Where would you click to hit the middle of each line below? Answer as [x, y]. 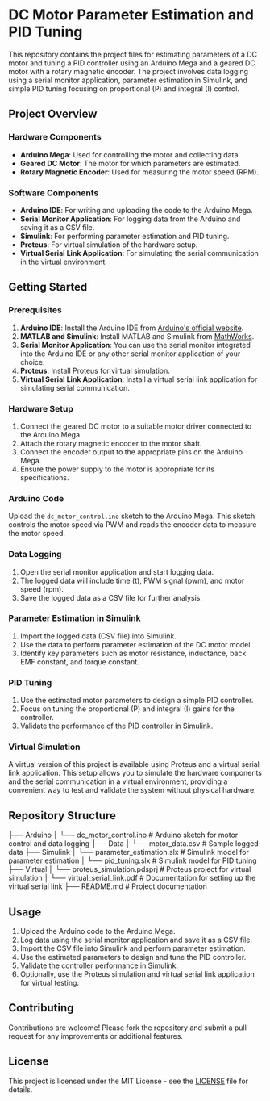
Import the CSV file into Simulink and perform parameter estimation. [133, 948]
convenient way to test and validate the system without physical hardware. [132, 790]
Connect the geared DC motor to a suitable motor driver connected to [136, 426]
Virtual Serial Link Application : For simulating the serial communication [139, 253]
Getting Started [48, 287]
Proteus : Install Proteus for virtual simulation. [95, 370]
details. [21, 1089]
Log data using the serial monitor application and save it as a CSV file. [136, 940]
